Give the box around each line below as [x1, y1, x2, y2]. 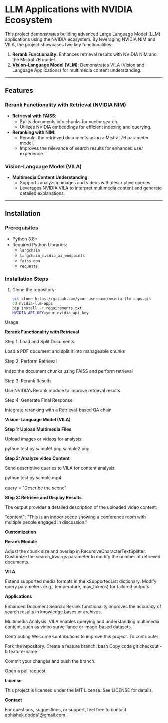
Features [5, 86, 33, 95]
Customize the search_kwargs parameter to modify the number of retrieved [5, 554, 161, 560]
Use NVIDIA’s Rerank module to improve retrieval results [5, 388, 121, 394]
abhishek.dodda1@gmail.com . [5, 712, 67, 718]
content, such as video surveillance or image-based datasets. [5, 624, 132, 630]
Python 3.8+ [12, 236, 38, 242]
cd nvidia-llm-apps [12, 301, 53, 306]
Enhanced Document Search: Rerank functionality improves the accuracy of [5, 604, 161, 610]
